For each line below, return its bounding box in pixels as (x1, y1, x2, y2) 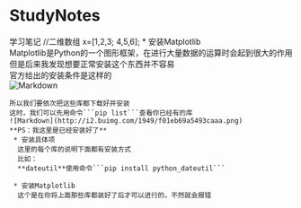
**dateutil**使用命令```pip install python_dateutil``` (17, 163, 226, 173)
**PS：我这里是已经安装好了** (9, 126, 108, 134)
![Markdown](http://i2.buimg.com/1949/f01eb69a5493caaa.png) (9, 116, 243, 126)
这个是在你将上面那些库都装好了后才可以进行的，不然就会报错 (17, 190, 212, 200)
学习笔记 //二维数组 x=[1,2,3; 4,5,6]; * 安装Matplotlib (9, 36, 201, 47)
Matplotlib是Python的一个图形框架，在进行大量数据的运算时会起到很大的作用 (9, 47, 293, 58)
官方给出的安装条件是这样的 (9, 69, 112, 81)
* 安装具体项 (13, 135, 56, 144)
